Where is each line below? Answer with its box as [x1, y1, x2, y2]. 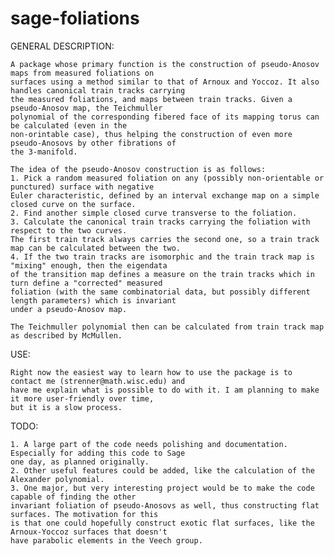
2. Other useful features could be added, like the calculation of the [10, 465, 315, 476]
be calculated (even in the [10, 120, 128, 131]
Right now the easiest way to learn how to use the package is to [10, 367, 293, 377]
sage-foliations [10, 7, 140, 30]
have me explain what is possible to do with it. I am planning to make [10, 385, 320, 395]
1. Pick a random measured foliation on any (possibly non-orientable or [10, 173, 325, 183]
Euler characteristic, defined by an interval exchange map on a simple [10, 190, 320, 201]
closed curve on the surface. [10, 199, 137, 209]
